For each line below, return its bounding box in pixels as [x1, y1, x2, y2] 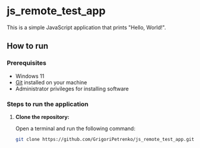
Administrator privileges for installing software [15, 85, 129, 92]
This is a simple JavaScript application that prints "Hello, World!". [7, 24, 166, 31]
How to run [7, 41, 49, 51]
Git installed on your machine [15, 78, 87, 86]
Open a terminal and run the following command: [15, 125, 136, 132]
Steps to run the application [7, 100, 89, 108]
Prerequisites [7, 59, 46, 67]
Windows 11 [15, 73, 45, 80]
